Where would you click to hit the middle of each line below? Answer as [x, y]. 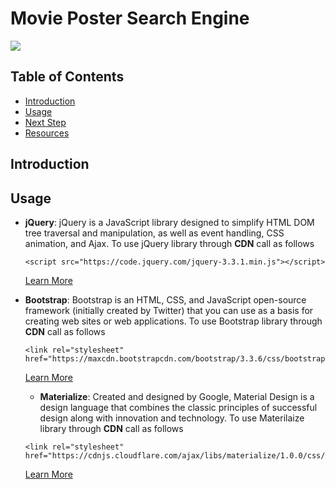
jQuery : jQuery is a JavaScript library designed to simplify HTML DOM [169, 222]
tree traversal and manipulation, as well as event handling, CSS [154, 233]
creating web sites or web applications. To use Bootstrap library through [173, 321]
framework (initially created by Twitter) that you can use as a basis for [169, 310]
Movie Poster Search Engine [130, 18]
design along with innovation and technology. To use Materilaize [172, 418]
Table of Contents [67, 77]
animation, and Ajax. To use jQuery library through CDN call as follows [169, 243]
